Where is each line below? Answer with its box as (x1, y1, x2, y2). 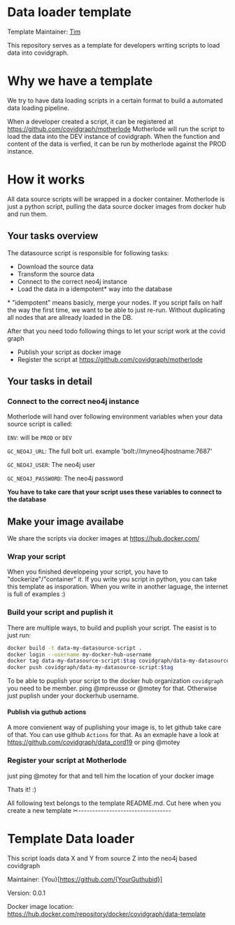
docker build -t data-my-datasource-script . (7, 644, 142, 651)
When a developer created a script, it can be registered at (7, 117, 173, 126)
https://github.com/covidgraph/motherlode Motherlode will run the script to (7, 124, 225, 133)
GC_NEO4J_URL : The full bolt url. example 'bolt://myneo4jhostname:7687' (7, 447, 213, 456)
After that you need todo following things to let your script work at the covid (7, 327, 226, 335)
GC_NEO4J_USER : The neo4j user (7, 461, 96, 469)
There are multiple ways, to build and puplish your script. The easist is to (7, 623, 217, 632)
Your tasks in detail (7, 376, 93, 388)
